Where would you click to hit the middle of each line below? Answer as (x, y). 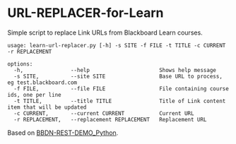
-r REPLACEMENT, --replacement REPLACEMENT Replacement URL (110, 119)
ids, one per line (34, 95)
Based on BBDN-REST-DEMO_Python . (63, 133)
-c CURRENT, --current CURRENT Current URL (104, 113)
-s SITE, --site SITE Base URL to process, (118, 76)
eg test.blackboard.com (42, 83)
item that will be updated (47, 107)
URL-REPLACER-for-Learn (85, 13)
